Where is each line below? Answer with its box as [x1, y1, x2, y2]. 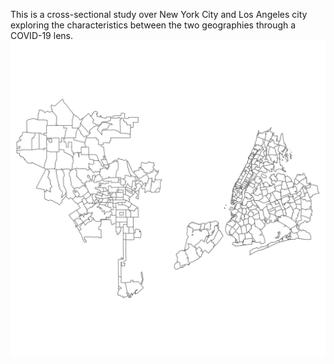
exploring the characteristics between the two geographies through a [10, 19, 297, 31]
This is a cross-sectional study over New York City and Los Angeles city [10, 9, 308, 20]
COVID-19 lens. [10, 30, 73, 41]
